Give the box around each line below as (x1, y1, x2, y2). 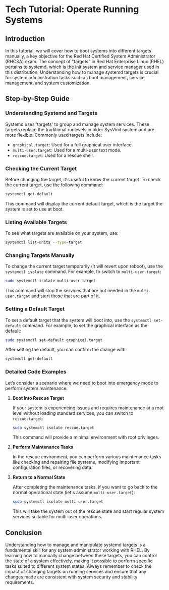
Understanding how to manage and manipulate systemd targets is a (5, 542, 146, 548)
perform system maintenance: (5, 385, 68, 391)
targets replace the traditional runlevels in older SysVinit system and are (5, 126, 155, 132)
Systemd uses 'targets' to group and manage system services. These (5, 121, 150, 127)
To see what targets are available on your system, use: (5, 230, 119, 236)
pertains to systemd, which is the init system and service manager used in (5, 64, 159, 70)
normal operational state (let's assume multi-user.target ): (12, 490, 135, 496)
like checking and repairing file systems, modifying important (12, 459, 140, 465)
